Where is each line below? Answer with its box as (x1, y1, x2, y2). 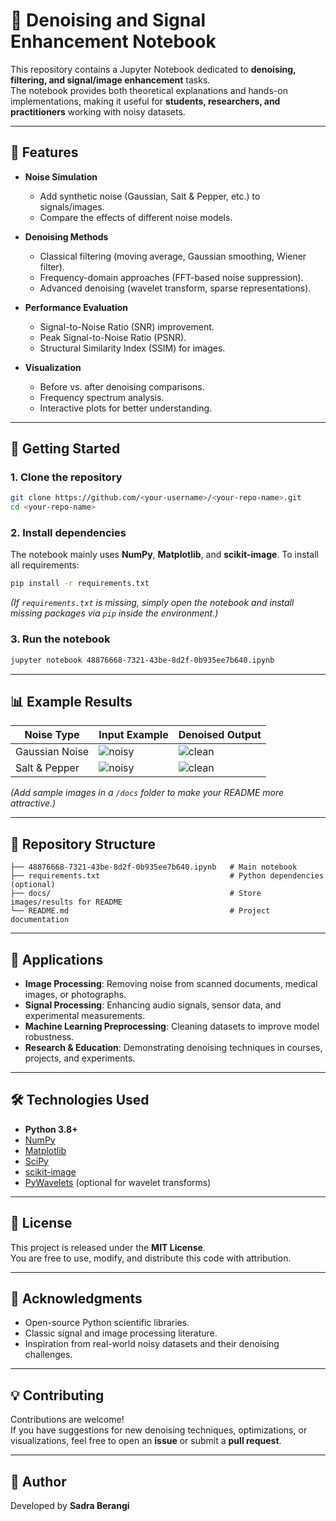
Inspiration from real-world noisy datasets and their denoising (24, 1338, 280, 1350)
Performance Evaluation (24, 301, 128, 313)
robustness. (24, 1030, 75, 1043)
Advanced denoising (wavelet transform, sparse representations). (39, 282, 312, 294)
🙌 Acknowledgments (10, 1290, 143, 1307)
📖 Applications (10, 951, 104, 968)
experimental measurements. (24, 1009, 146, 1021)
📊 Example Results (10, 693, 133, 710)
